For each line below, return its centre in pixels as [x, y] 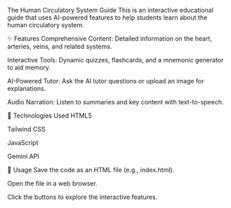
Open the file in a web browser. [53, 183]
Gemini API [24, 156]
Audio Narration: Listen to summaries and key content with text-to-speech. [115, 102]
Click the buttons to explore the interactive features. [82, 197]
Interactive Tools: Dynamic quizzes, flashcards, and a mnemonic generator [115, 60]
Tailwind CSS [26, 129]
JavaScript [23, 143]
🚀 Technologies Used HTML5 [50, 116]
